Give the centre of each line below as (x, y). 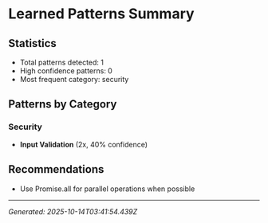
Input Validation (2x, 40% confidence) (84, 144)
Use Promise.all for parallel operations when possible (107, 189)
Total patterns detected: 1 (61, 62)
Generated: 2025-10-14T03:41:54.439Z (73, 211)
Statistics (33, 43)
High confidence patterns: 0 (66, 71)
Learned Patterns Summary (101, 14)
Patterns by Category (63, 104)
